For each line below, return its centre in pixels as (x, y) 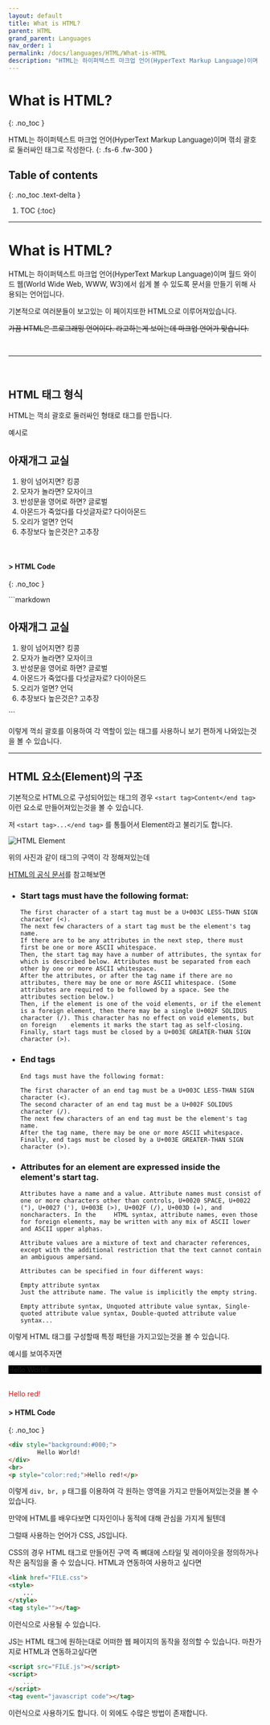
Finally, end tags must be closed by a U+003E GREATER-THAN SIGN (131, 1140)
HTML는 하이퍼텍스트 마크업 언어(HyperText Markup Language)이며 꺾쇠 (125, 139)
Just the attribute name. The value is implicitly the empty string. (139, 1292)
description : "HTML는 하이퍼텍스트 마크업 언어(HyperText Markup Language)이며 (133, 61)
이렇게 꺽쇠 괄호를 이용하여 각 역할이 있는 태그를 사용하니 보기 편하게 (115, 731)
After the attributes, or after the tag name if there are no (126, 976)
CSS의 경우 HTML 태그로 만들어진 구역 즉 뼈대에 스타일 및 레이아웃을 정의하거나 (133, 1553)
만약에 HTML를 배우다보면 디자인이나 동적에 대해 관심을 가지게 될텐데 (117, 1518)
